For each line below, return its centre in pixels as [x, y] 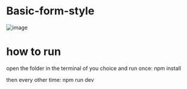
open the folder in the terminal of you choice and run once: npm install [94, 68]
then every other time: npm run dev [50, 79]
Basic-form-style [50, 11]
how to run [34, 52]
